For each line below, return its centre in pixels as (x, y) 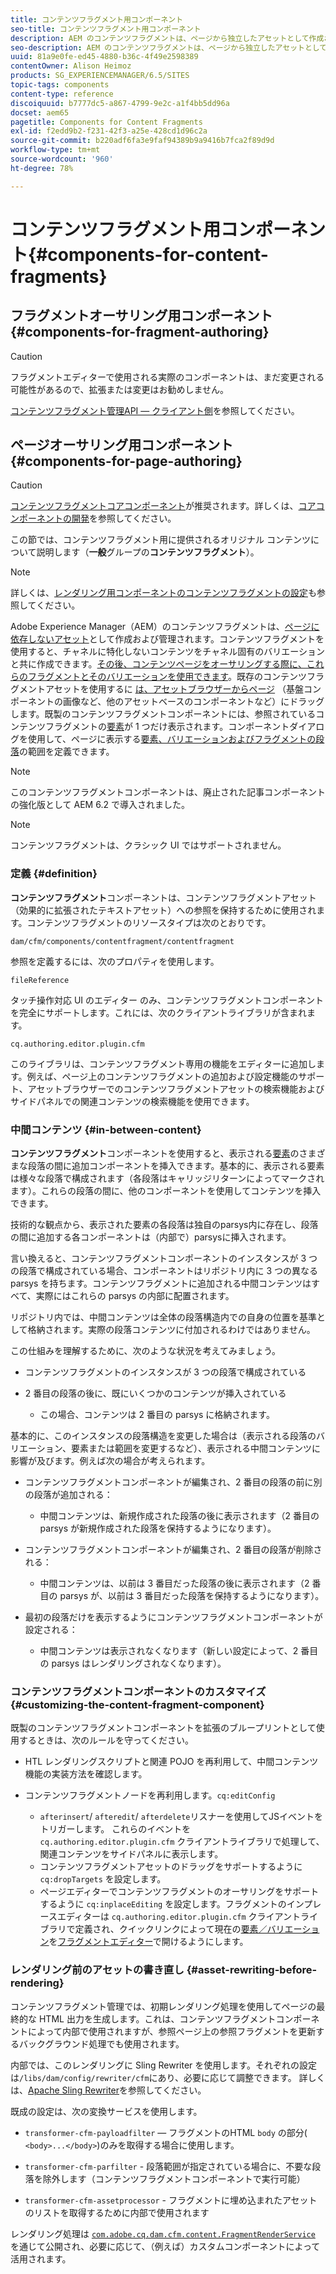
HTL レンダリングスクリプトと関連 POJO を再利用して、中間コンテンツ (171, 1762)
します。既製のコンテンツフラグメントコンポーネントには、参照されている (163, 714)
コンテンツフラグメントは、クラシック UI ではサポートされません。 (148, 845)
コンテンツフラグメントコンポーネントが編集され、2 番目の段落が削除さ (173, 1550)
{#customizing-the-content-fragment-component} (137, 1704)
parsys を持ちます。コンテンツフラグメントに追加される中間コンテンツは (161, 1283)
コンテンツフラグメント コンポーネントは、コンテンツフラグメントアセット (163, 897)
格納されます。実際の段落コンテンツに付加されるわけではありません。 (171, 1330)
